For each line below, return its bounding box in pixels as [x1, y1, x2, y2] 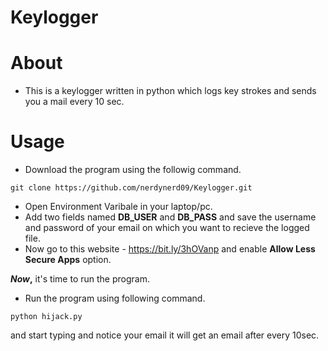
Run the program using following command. [24, 292, 206, 305]
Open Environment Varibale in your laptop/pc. [24, 201, 213, 213]
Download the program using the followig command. [24, 164, 242, 176]
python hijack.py [10, 312, 83, 322]
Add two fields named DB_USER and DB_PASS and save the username [24, 211, 317, 223]
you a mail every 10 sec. [24, 96, 125, 108]
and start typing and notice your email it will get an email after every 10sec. [10, 329, 320, 341]
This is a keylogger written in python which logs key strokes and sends [24, 85, 317, 97]
